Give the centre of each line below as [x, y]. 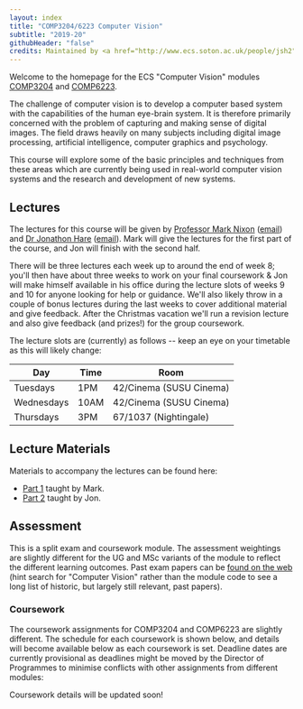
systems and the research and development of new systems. [123, 179]
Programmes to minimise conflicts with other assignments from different [143, 668]
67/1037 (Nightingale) [161, 417]
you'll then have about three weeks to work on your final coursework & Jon [149, 275]
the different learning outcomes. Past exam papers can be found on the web [151, 567]
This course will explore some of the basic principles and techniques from [147, 160]
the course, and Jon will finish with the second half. [105, 248]
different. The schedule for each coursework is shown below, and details [144, 639]
